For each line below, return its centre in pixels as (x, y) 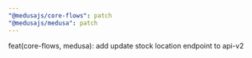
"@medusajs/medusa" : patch (53, 23)
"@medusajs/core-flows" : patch (60, 15)
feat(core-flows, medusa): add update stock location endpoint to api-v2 (126, 45)
